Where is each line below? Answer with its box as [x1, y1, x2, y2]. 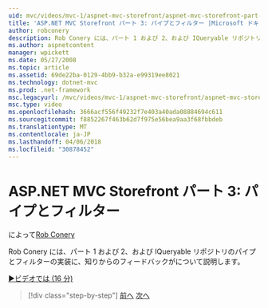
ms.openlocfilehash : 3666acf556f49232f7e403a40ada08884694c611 [8, 109, 223, 116]
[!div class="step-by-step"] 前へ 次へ [27, 290, 150, 300]
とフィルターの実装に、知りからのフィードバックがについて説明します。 [8, 257, 245, 267]
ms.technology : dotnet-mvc [8, 78, 98, 86]
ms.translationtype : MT [8, 123, 88, 131]
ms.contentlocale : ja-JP [8, 130, 91, 138]
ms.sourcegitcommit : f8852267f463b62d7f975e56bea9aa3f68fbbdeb [8, 116, 223, 124]
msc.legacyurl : [8, 93, 59, 101]
